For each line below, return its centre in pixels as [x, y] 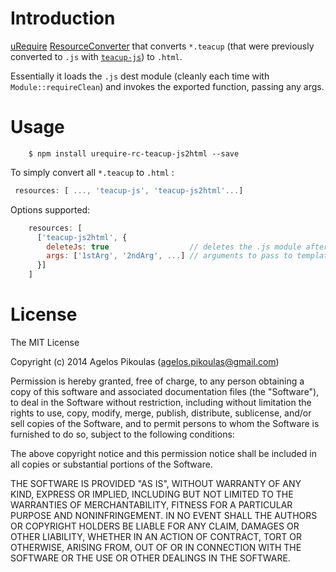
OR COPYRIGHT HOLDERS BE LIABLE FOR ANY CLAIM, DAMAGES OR [155, 526]
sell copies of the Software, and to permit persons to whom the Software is [165, 423]
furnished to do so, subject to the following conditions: [122, 434]
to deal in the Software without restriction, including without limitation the [161, 402]
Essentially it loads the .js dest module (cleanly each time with [140, 76]
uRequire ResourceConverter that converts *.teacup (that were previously [162, 46]
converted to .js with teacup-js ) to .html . [96, 56]
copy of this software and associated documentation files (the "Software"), [165, 391]
